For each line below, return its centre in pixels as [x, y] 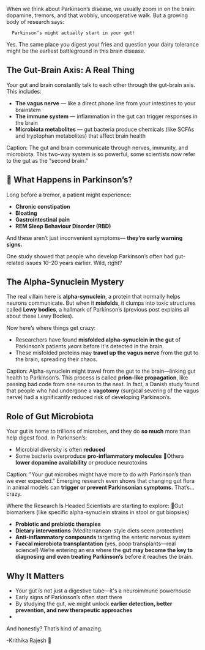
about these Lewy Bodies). [40, 316]
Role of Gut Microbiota [50, 417]
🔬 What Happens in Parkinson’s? [70, 180]
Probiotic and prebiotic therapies [58, 524]
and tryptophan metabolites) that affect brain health [80, 136]
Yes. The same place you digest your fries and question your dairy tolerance [102, 44]
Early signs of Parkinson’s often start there [69, 597]
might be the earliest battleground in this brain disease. [76, 51]
